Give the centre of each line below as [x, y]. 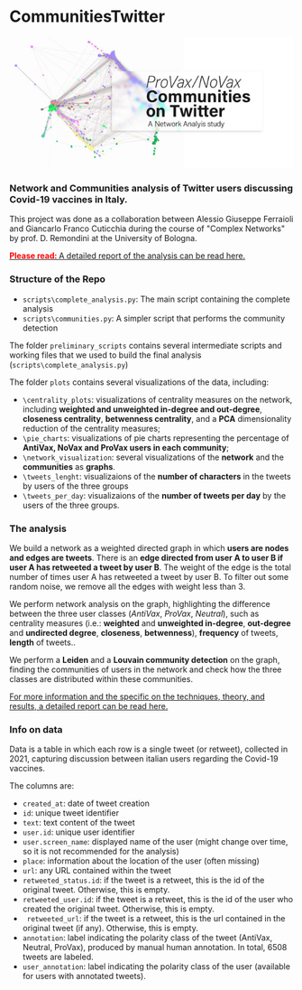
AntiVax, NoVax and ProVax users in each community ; [126, 447]
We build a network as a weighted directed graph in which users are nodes [149, 548]
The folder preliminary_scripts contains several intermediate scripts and [146, 345]
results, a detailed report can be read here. [89, 706]
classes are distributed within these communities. [101, 679]
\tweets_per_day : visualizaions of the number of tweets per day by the [154, 495]
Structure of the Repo [58, 279]
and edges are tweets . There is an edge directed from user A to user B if [146, 558]
